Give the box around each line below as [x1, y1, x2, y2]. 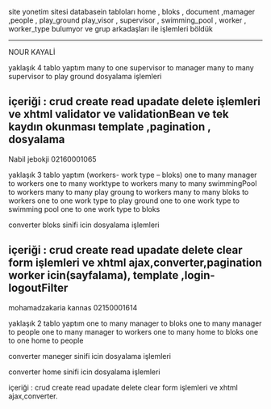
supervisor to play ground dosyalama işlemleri [8, 72, 162, 81]
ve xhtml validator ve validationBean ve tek [8, 108, 229, 121]
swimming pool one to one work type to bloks [8, 204, 161, 213]
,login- [181, 268, 215, 282]
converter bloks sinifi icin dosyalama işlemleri [8, 220, 160, 230]
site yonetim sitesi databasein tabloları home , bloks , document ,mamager [8, 7, 256, 16]
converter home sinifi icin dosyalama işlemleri [8, 367, 161, 377]
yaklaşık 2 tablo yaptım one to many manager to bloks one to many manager [8, 318, 262, 328]
